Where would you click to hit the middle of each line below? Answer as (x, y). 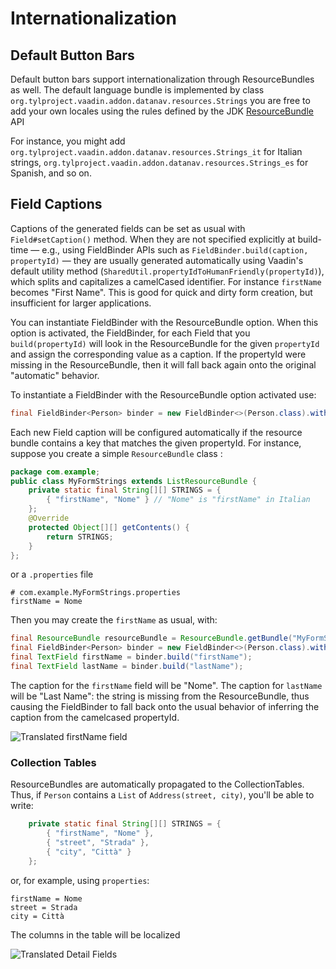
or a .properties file (52, 574)
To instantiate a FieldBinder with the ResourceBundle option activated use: (163, 394)
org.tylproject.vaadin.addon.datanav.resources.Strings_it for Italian (156, 151)
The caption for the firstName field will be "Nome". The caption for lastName (166, 685)
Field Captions (56, 204)
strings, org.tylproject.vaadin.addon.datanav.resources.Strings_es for (159, 162)
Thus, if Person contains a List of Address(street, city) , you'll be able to (162, 795)
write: (22, 806)
